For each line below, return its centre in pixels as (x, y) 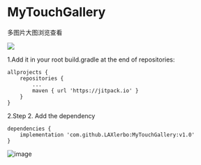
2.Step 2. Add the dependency (51, 115)
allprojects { (28, 72)
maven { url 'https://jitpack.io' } (85, 91)
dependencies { (29, 129)
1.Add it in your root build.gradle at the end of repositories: (91, 59)
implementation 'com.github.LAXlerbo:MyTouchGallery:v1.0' (107, 135)
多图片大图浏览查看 (35, 32)
